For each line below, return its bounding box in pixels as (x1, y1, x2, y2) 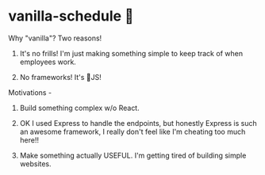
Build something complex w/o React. (19, 103, 140, 112)
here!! (19, 135, 40, 145)
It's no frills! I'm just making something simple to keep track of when (19, 48, 244, 58)
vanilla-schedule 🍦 (8, 7, 134, 25)
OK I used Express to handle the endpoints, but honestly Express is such (19, 118, 257, 127)
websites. (19, 158, 52, 169)
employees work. (19, 57, 77, 67)
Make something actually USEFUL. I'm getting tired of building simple (19, 150, 247, 160)
